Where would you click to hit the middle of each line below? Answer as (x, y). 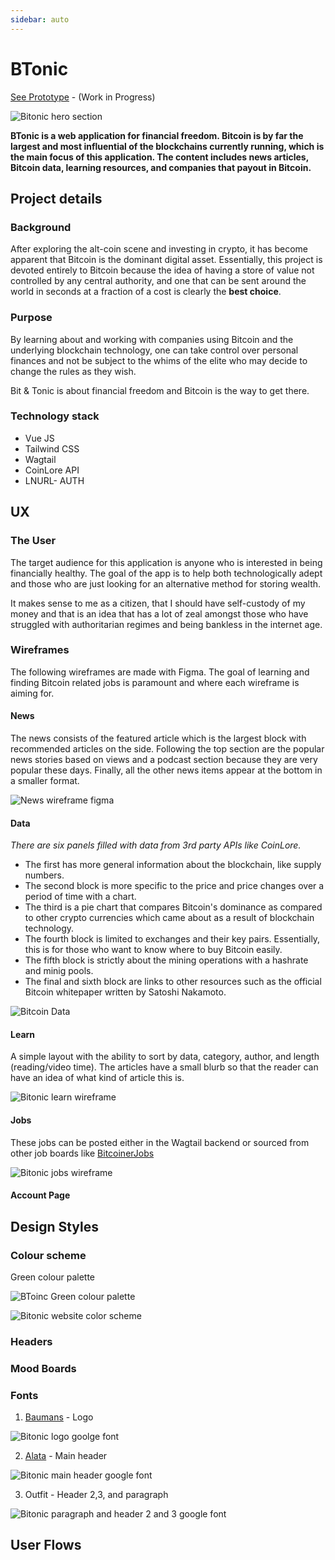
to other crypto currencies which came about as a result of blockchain (169, 918)
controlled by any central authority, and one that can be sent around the (158, 281)
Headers (31, 1341)
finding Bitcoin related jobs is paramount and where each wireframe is (155, 682)
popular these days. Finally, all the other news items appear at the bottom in (166, 770)
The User (33, 541)
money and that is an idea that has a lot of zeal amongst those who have (159, 613)
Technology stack (55, 416)
